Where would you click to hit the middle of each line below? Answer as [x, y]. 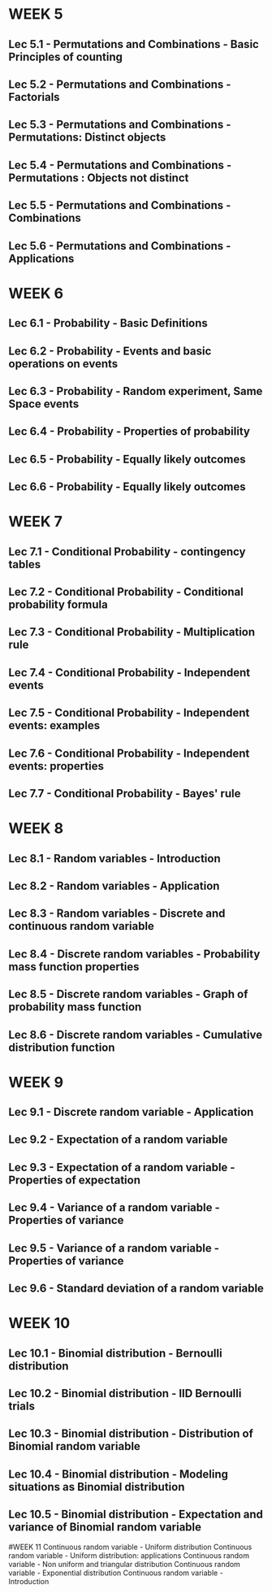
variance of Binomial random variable [105, 1528]
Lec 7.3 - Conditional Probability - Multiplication [132, 632]
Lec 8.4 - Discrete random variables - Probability [134, 954]
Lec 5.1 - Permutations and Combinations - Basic [134, 44]
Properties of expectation [74, 1180]
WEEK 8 [36, 829]
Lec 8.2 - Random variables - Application [114, 885]
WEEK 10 [39, 1324]
